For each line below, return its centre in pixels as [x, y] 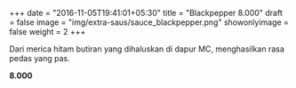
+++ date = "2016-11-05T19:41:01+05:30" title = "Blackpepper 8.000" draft [146, 13]
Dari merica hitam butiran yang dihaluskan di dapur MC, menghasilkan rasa [147, 49]
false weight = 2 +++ [48, 32]
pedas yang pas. [40, 58]
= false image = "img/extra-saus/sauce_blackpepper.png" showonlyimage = [149, 22]
